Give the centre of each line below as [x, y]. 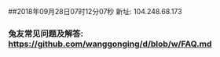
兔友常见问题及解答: [46, 34]
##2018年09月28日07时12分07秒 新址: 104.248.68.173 [95, 11]
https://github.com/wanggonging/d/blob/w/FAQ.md [110, 44]
